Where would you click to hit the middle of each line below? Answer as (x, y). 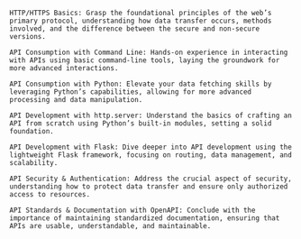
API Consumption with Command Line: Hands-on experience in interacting (149, 52)
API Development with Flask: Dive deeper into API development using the (151, 147)
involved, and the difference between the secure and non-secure (134, 29)
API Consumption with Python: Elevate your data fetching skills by (141, 84)
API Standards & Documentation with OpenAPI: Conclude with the (132, 210)
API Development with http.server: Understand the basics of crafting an (151, 115)
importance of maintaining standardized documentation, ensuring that (145, 218)
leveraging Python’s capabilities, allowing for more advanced (131, 92)
